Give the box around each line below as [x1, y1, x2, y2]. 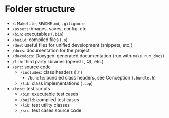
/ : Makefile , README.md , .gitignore [12, 20, 85, 26]
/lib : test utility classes [20, 102, 70, 108]
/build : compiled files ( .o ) [12, 36, 68, 43]
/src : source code [12, 64, 51, 70]
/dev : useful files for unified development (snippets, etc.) [12, 42, 133, 48]
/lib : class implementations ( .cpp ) [20, 80, 93, 86]
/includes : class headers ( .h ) [20, 69, 83, 75]
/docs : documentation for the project [12, 47, 90, 53]
